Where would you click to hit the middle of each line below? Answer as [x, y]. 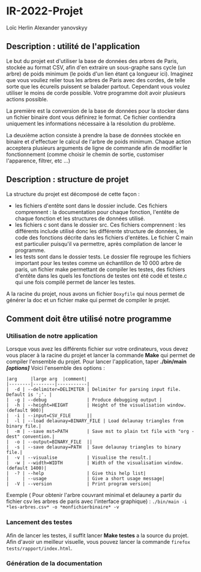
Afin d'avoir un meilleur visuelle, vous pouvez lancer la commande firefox [98, 541]
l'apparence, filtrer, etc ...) [38, 161]
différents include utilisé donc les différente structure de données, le [99, 231]
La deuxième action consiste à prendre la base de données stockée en [94, 135]
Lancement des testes [39, 522]
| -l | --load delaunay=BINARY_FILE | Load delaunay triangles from [95, 421]
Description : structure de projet [67, 180]
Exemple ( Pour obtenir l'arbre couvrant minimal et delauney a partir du [94, 495]
